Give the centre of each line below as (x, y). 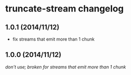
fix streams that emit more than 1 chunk (53, 39)
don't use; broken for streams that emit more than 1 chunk (66, 67)
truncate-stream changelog (64, 9)
